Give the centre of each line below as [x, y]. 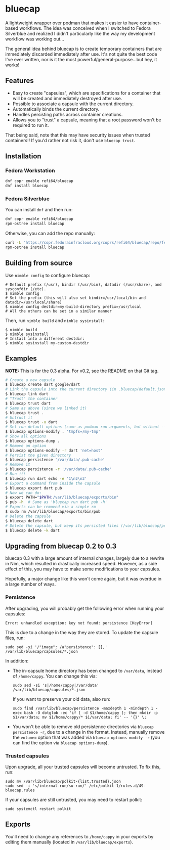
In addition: [17, 661]
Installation [23, 156]
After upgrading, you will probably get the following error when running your [85, 608]
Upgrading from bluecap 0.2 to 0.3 [61, 546]
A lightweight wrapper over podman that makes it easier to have [72, 23]
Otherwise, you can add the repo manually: [50, 234]
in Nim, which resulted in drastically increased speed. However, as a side [81, 564]
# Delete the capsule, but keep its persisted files [62, 526]
